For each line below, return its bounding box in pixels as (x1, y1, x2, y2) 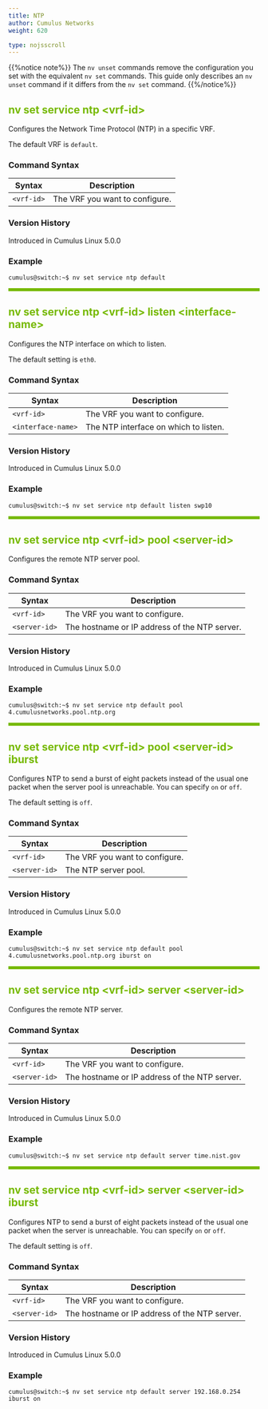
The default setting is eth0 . (8, 354, 97, 364)
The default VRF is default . (8, 140, 98, 149)
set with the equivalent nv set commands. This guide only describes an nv (8, 71, 253, 81)
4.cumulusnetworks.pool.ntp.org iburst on (8, 952, 152, 960)
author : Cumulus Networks (8, 19, 94, 27)
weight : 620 (8, 26, 48, 34)
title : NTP (8, 11, 45, 20)
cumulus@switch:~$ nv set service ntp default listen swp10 (8, 501, 213, 509)
